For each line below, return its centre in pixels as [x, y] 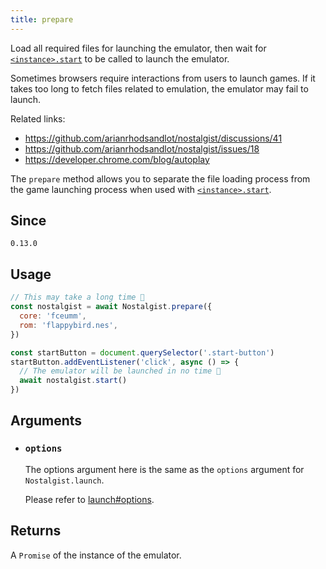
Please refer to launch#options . [89, 499]
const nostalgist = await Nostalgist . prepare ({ [111, 307]
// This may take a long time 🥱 [77, 297]
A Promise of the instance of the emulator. [96, 555]
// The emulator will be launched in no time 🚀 [120, 371]
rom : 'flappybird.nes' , [68, 325]
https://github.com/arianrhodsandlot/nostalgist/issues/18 [142, 148]
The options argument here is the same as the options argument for [164, 469]
